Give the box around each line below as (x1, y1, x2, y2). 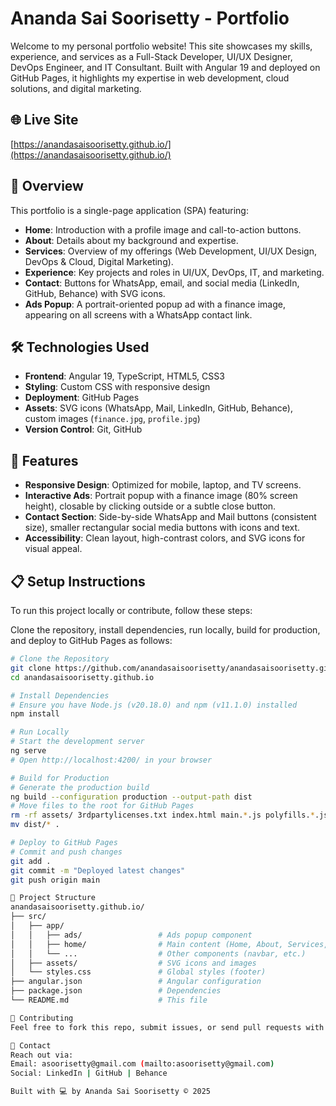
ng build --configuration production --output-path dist (10, 792, 253, 802)
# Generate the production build (10, 782, 150, 792)
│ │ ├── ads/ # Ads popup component (10, 930, 253, 940)
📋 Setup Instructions (10, 573, 146, 590)
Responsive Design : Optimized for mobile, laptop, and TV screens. (24, 479, 302, 491)
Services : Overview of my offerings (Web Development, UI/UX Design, (24, 245, 317, 257)
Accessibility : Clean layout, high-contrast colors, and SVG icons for (24, 532, 306, 544)
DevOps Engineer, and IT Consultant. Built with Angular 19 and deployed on (10, 61, 321, 73)
